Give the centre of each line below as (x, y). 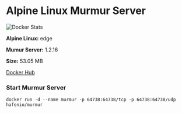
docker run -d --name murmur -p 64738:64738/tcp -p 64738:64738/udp (91, 100)
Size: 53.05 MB (24, 61)
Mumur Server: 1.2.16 (32, 49)
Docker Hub (20, 72)
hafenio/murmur (24, 105)
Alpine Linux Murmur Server (76, 11)
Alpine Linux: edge (29, 38)
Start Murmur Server (36, 87)
